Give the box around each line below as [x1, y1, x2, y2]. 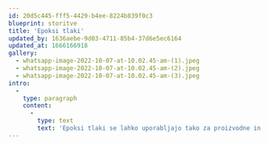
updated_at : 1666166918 [8, 42, 89, 50]
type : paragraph [23, 94, 78, 102]
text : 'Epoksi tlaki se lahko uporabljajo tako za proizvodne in [37, 124, 262, 132]
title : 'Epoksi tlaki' [8, 27, 85, 35]
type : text [37, 117, 74, 125]
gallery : [8, 49, 38, 57]
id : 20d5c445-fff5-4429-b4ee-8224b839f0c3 [8, 11, 153, 20]
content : [23, 101, 52, 110]
